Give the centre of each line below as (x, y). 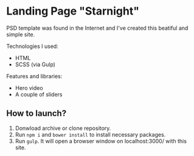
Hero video (29, 88)
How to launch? (36, 114)
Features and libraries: (34, 76)
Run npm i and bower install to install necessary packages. (90, 134)
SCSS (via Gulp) (35, 64)
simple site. (21, 34)
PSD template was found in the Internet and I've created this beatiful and (97, 28)
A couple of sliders (39, 94)
